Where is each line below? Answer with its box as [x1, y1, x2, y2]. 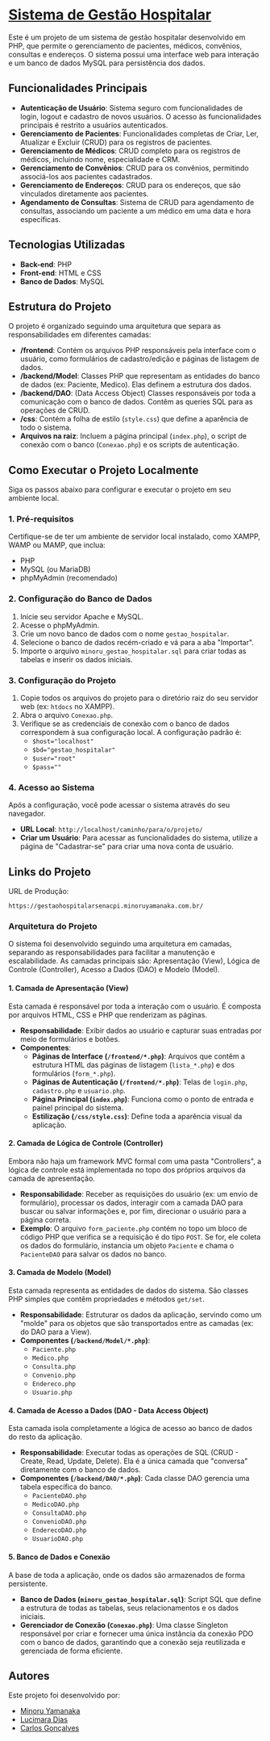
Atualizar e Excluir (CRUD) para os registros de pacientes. [19, 137, 212, 147]
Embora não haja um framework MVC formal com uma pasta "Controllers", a [8, 1156, 262, 1166]
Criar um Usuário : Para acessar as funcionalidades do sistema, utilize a [19, 833, 258, 843]
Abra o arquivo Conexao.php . [19, 711, 114, 720]
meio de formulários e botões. [19, 1034, 121, 1043]
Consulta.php [31, 1363, 77, 1371]
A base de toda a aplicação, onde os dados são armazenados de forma [8, 1570, 246, 1579]
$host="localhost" [31, 737, 94, 746]
